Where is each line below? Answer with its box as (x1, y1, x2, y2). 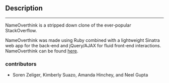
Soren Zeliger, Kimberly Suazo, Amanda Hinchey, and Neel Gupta (12, 72, 148, 78)
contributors (5, 60, 37, 67)
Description (5, 4, 43, 13)
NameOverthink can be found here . (5, 48, 78, 54)
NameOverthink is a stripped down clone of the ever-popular (5, 22, 132, 28)
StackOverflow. (5, 27, 37, 33)
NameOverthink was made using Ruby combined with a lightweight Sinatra (5, 37, 160, 43)
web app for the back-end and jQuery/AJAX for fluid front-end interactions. (5, 42, 161, 48)
